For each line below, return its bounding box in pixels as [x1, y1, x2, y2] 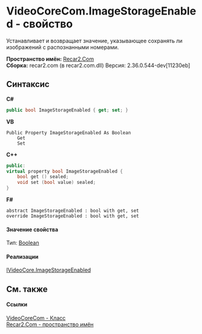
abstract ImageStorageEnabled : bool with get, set [6, 208, 139, 214]
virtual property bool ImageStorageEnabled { [6, 168, 123, 174]
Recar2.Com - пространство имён [6, 321, 94, 328]
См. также [6, 284, 48, 294]
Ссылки [6, 301, 28, 308]
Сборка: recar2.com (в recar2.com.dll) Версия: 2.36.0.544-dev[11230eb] [6, 62, 191, 69]
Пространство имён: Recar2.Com [6, 55, 94, 62]
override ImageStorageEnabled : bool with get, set [6, 213, 139, 219]
